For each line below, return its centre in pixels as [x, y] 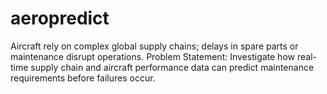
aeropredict [60, 18]
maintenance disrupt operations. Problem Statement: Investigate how [152, 56]
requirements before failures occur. [83, 78]
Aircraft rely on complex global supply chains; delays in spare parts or [154, 46]
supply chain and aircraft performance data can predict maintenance [172, 67]
